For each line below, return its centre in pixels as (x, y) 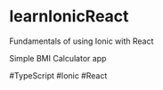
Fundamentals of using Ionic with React (81, 41)
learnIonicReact (69, 16)
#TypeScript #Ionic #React (58, 75)
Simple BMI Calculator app (58, 58)
